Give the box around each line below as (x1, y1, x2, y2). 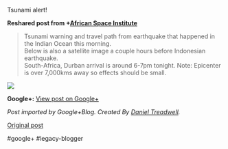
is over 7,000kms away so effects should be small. (23, 68, 167, 77)
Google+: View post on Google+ (7, 95, 100, 103)
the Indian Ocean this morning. (23, 40, 112, 47)
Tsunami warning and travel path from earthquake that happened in (23, 32, 215, 40)
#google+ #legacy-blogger (7, 135, 84, 142)
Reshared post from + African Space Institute (7, 19, 137, 27)
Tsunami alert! (7, 6, 47, 14)
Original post (7, 121, 43, 129)
